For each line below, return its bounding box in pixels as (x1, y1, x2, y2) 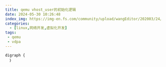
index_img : (5, 16, 28, 21)
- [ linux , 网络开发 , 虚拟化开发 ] (9, 26, 68, 31)
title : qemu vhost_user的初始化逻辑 (5, 7, 76, 12)
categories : (5, 21, 30, 26)
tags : (5, 30, 16, 35)
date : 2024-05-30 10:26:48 (5, 12, 61, 17)
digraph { (5, 53, 26, 58)
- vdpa (7, 39, 21, 44)
